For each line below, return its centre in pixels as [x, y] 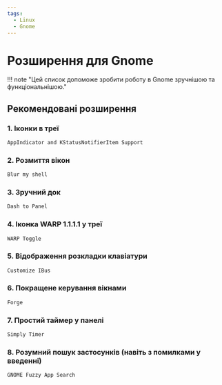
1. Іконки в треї [33, 128]
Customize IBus [29, 270]
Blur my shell [28, 175]
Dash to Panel [28, 207]
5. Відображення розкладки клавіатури [77, 256]
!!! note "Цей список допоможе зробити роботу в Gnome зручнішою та [111, 79]
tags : [15, 13]
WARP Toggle [24, 239]
